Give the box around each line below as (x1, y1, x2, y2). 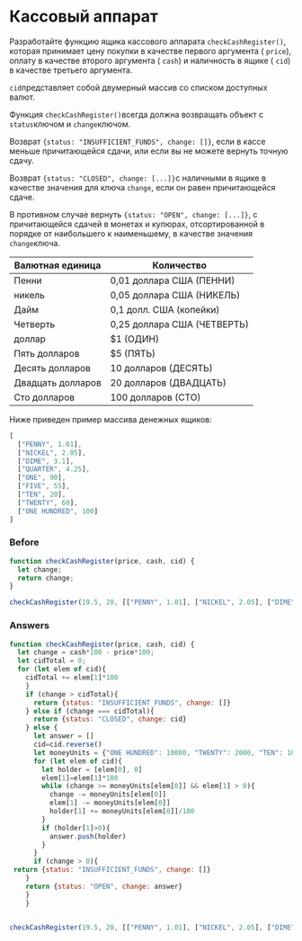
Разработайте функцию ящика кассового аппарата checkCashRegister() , (9, 36, 287, 47)
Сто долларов (13, 391, 75, 404)
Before (9, 537, 40, 549)
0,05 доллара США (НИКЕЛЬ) (110, 289, 241, 301)
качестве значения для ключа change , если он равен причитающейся (9, 182, 276, 192)
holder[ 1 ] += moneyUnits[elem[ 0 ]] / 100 (49, 807, 195, 816)
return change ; (17, 573, 75, 582)
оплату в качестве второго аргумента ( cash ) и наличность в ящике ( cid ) (9, 55, 291, 66)
